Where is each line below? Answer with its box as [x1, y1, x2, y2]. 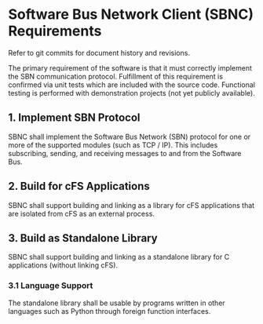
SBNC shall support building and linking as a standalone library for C [8, 253, 230, 262]
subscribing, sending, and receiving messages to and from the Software [8, 148, 242, 158]
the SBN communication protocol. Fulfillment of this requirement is [8, 71, 224, 81]
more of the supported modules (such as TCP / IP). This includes [8, 140, 218, 150]
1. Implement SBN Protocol [8, 111, 141, 125]
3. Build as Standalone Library [8, 231, 159, 245]
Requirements [8, 22, 102, 40]
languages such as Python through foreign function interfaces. [8, 306, 211, 315]
